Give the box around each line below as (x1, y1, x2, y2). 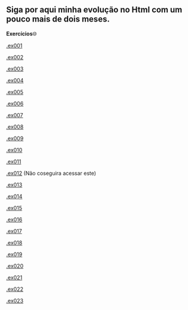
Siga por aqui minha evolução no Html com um (6, 5, 183, 15)
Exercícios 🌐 (6, 30, 37, 37)
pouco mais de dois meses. (6, 14, 110, 25)
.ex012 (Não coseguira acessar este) (6, 169, 97, 177)
